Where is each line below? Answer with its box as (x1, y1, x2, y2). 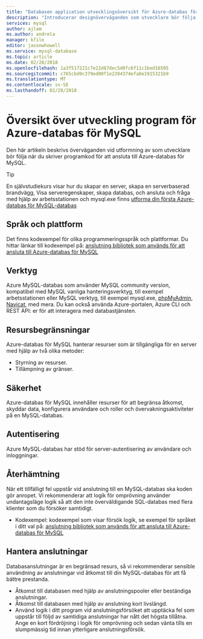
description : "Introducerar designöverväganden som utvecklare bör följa (6, 14, 196, 21)
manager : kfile (6, 37, 45, 43)
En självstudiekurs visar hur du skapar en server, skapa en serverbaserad (6, 182, 189, 190)
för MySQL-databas (27, 202, 77, 209)
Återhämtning (6, 469, 60, 480)
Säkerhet (6, 383, 42, 393)
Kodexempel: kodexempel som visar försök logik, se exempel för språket (14, 516, 196, 523)
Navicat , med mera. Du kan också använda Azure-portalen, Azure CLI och (6, 301, 191, 308)
